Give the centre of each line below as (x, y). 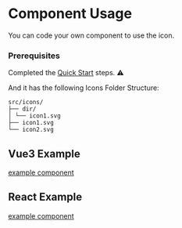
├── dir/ (22, 109)
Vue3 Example (44, 154)
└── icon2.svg (31, 130)
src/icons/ (26, 103)
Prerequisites (34, 56)
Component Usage (70, 14)
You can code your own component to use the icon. (91, 35)
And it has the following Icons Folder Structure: (84, 88)
